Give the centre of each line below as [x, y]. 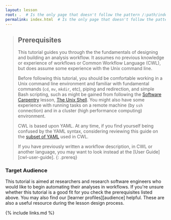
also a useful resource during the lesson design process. [65, 203]
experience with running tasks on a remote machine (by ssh [80, 105]
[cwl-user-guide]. [36, 158]
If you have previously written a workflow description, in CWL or [85, 147]
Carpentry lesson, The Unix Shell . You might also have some [81, 100]
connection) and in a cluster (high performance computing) [80, 111]
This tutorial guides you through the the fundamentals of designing [88, 52]
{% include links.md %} [30, 213]
